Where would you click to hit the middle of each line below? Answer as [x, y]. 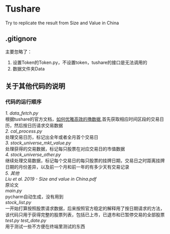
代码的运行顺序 [24, 102]
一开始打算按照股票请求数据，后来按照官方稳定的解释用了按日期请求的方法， [85, 209]
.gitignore [21, 39]
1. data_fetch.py [22, 113]
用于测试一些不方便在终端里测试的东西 [45, 226]
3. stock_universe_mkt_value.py [38, 143]
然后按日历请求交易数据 [38, 126]
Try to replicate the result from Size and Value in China [62, 23]
